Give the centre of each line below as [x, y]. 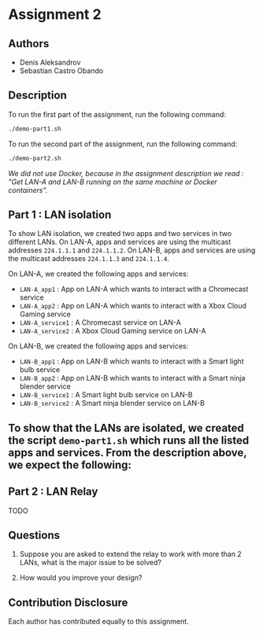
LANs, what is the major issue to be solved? [90, 562]
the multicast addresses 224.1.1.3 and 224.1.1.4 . [89, 259]
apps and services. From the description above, [128, 453]
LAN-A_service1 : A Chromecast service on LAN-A [100, 323]
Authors [29, 44]
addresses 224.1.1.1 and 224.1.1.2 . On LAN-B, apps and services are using [132, 250]
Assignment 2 [55, 15]
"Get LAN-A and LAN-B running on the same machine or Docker [113, 182]
